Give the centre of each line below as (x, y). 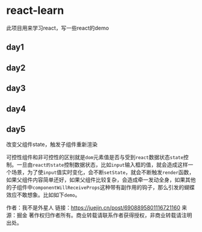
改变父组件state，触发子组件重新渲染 (52, 145)
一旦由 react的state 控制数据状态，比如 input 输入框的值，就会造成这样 (102, 165)
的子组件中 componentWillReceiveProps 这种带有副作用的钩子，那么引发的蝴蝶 (100, 187)
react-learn (35, 11)
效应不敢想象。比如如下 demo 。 (43, 195)
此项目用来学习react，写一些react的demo (58, 28)
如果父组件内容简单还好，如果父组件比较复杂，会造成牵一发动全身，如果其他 (101, 180)
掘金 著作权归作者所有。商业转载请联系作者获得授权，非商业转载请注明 (104, 215)
